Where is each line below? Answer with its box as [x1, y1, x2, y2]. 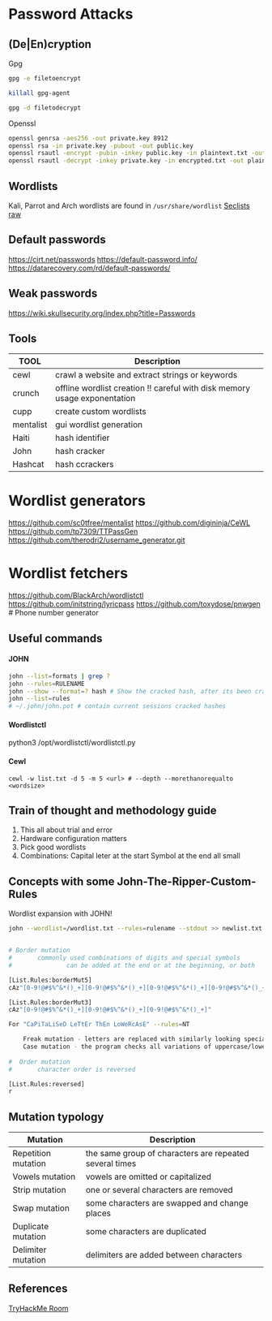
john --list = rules [8, 695, 70, 703]
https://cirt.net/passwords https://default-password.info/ [8, 254, 198, 264]
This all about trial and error [19, 825, 113, 835]
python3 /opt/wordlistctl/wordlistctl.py [8, 738, 136, 748]
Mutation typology [8, 1110, 104, 1124]
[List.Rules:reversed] [8, 1080, 85, 1088]
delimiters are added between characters [85, 1250, 243, 1261]
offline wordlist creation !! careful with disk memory [55, 382, 251, 394]
